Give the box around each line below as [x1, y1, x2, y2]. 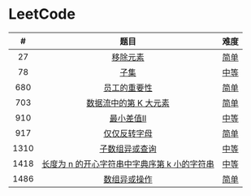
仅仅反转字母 [103, 128, 153, 139]
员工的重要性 [103, 82, 153, 94]
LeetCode [8, 5, 76, 24]
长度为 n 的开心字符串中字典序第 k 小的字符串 [41, 158, 214, 169]
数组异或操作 [103, 173, 153, 185]
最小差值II [109, 112, 147, 124]
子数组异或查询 [99, 143, 157, 155]
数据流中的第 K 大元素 [86, 97, 170, 108]
